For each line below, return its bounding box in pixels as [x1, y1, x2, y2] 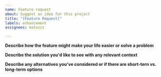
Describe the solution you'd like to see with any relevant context [5, 52, 138, 58]
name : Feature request [5, 7, 51, 12]
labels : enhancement [5, 20, 47, 26]
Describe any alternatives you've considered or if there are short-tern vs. [5, 62, 157, 67]
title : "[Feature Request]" [5, 16, 62, 21]
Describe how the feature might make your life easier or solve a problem [5, 43, 154, 48]
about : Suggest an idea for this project [5, 12, 90, 16]
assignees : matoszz [5, 25, 45, 30]
